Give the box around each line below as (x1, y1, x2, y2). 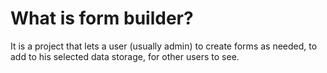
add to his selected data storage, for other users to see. (10, 50, 240, 62)
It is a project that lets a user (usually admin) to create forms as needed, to (10, 40, 318, 52)
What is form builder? (10, 7, 194, 30)
